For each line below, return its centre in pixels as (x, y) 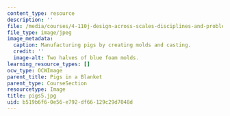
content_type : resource (41, 13)
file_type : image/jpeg (39, 32)
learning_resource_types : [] (49, 64)
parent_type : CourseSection (47, 83)
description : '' (30, 20)
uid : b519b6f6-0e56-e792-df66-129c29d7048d (70, 102)
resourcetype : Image (37, 89)
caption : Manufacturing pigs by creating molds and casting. (102, 45)
